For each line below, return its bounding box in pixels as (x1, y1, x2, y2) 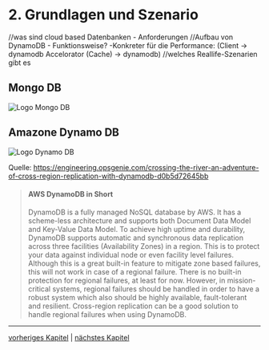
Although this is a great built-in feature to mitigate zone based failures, (27, 258, 261, 268)
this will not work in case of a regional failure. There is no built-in (27, 267, 242, 276)
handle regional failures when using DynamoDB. (27, 309, 187, 319)
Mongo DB (8, 81, 62, 95)
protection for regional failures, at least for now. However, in (27, 275, 226, 285)
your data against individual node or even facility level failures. (27, 250, 235, 259)
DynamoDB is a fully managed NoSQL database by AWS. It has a (27, 207, 242, 217)
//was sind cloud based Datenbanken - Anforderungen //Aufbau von (8, 32, 234, 42)
